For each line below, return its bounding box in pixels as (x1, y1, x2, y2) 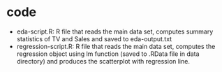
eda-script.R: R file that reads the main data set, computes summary (16, 27, 214, 36)
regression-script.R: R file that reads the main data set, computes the (16, 42, 216, 50)
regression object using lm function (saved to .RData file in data (16, 50, 200, 58)
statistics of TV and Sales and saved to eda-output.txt (16, 34, 172, 43)
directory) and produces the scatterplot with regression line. (16, 57, 190, 65)
